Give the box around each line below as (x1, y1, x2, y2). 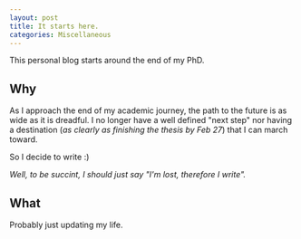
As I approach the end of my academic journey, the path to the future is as (9, 105, 287, 116)
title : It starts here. (9, 22, 100, 31)
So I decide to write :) (9, 151, 90, 163)
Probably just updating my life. (9, 219, 124, 230)
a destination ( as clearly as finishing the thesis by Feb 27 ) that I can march (9, 124, 288, 136)
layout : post (9, 13, 59, 23)
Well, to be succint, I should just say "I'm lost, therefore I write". (9, 169, 247, 180)
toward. (9, 134, 38, 145)
